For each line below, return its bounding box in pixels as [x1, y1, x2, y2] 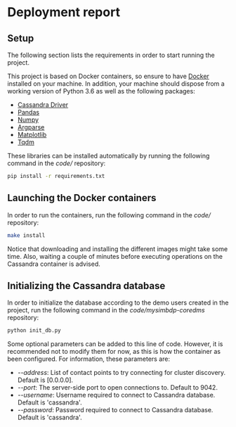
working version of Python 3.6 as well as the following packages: [7, 87, 195, 95]
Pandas [17, 108, 40, 116]
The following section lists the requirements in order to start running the [7, 51, 216, 59]
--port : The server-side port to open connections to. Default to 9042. [17, 383, 218, 392]
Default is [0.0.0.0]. [17, 376, 74, 384]
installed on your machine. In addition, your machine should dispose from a [7, 79, 225, 88]
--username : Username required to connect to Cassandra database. [17, 391, 216, 400]
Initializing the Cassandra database [7, 279, 166, 292]
